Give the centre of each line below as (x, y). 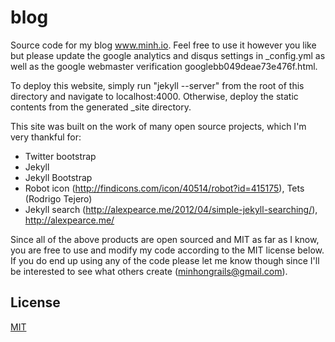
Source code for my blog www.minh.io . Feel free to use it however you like (163, 45)
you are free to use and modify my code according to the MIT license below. (167, 250)
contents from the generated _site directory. (101, 107)
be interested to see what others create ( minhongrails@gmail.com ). (149, 271)
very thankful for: (46, 137)
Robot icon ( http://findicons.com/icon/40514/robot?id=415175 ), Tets (164, 188)
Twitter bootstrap (60, 156)
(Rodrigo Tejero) (58, 198)
